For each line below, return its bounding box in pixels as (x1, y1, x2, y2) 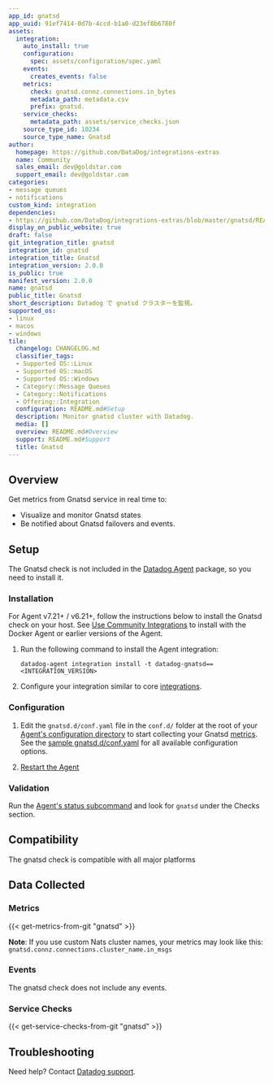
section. (8, 810, 36, 820)
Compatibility (8, 833, 79, 847)
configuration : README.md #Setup (15, 405, 126, 413)
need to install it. (8, 572, 64, 582)
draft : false (8, 231, 53, 240)
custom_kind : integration (8, 201, 96, 209)
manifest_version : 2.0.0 (8, 276, 93, 285)
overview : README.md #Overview (15, 428, 118, 436)
